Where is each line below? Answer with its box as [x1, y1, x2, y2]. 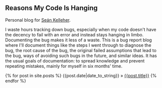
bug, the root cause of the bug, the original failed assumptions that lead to [5, 47, 157, 53]
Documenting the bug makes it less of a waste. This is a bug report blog [5, 37, 152, 43]
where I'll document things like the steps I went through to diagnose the [5, 42, 152, 48]
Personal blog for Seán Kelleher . [5, 17, 71, 23]
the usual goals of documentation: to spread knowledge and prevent [5, 58, 145, 63]
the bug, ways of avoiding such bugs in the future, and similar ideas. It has [5, 53, 157, 59]
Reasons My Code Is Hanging [5, 4, 98, 12]
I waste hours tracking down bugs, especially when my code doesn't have [5, 27, 157, 32]
